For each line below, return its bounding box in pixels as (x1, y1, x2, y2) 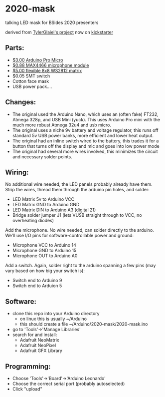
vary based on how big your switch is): (5, 268, 85, 274)
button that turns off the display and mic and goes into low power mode (12, 143, 160, 149)
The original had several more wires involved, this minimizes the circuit (12, 148, 158, 154)
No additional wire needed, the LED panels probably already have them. (5, 181, 153, 187)
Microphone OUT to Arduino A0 (12, 253, 78, 259)
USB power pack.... (12, 83, 52, 89)
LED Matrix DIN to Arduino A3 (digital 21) (12, 207, 96, 213)
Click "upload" (12, 386, 42, 392)
